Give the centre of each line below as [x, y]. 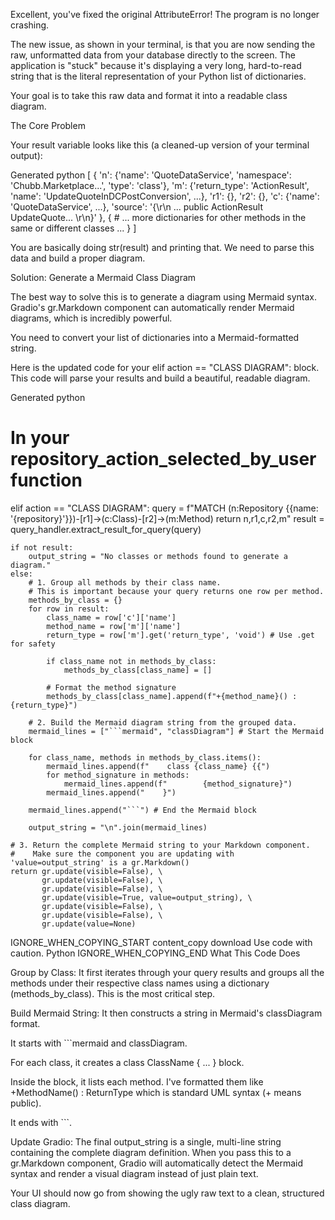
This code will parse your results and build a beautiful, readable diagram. [160, 378]
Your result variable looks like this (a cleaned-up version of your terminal [160, 145]
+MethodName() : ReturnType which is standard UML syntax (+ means [156, 1092]
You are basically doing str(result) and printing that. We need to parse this [162, 247]
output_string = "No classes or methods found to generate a [158, 556]
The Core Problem [48, 125]
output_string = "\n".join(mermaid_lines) [118, 827]
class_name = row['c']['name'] [111, 617]
